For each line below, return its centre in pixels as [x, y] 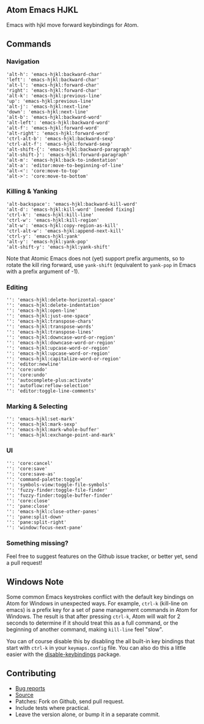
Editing [17, 287]
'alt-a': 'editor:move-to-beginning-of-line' [65, 165]
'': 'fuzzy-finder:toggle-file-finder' [57, 490]
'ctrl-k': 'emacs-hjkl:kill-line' [50, 215]
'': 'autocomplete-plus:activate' [50, 380]
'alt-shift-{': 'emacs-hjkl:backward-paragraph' [69, 149]
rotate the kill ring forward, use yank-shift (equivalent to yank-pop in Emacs [101, 265]
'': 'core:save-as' [31, 474]
